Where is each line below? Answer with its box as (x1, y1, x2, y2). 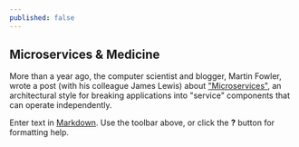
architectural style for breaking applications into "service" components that (9, 90, 290, 101)
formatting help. (9, 127, 70, 138)
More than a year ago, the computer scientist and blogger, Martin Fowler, (9, 71, 283, 82)
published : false (9, 13, 75, 23)
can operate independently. (9, 100, 112, 111)
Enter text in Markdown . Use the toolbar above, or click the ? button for (9, 117, 275, 128)
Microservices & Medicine (9, 47, 160, 63)
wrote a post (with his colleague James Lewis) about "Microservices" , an (9, 81, 282, 92)
